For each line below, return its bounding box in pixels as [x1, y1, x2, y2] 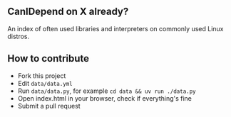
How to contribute [7, 52, 90, 65]
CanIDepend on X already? [7, 6, 129, 18]
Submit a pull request [17, 101, 81, 110]
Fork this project [17, 71, 66, 80]
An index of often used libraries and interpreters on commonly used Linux [7, 24, 224, 33]
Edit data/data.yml [17, 79, 73, 87]
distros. [7, 32, 30, 40]
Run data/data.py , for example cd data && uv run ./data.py [17, 87, 196, 95]
